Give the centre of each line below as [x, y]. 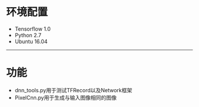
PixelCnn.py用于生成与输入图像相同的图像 [65, 98]
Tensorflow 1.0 [33, 29]
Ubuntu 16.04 [31, 41]
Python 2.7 [28, 35]
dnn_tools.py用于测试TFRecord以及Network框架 [73, 90]
